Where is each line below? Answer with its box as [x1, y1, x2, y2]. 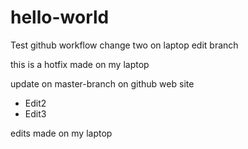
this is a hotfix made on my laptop [10, 58, 150, 70]
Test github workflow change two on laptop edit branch [10, 39, 239, 51]
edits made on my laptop [10, 127, 113, 139]
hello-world [10, 6, 110, 29]
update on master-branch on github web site [10, 77, 195, 90]
